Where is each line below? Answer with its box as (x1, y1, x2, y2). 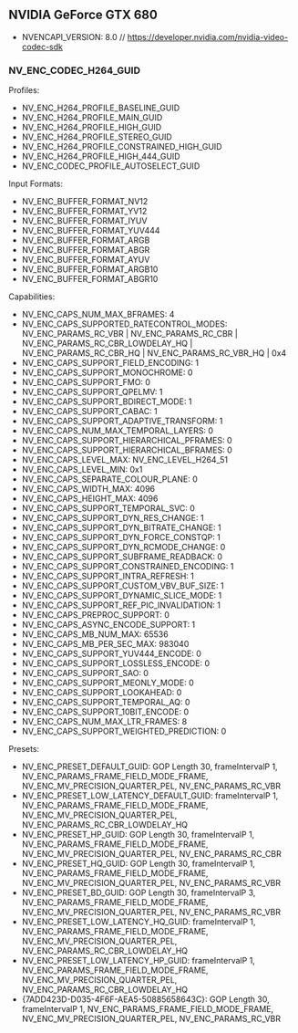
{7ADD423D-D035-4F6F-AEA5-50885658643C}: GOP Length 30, (21, 994, 270, 1005)
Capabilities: (8, 291, 56, 302)
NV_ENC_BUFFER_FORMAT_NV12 (21, 196, 149, 207)
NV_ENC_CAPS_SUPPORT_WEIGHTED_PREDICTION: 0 (21, 725, 227, 737)
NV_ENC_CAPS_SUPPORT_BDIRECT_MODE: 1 (21, 396, 192, 407)
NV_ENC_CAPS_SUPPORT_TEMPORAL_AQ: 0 (21, 697, 190, 708)
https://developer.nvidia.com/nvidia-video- (127, 31, 289, 42)
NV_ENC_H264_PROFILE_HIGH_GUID (21, 122, 162, 133)
